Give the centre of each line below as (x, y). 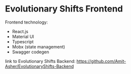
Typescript (23, 41)
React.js (20, 31)
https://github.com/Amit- (101, 61)
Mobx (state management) (39, 47)
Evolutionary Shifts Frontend (64, 9)
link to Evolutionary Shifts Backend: (40, 61)
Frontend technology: (26, 22)
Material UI (23, 37)
